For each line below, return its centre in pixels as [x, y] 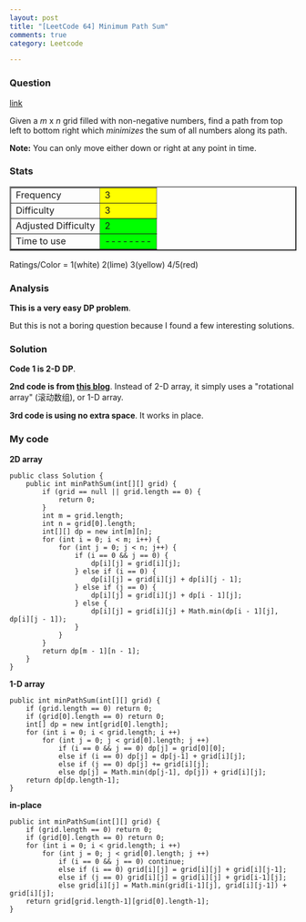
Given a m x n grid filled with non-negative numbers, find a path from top [147, 120]
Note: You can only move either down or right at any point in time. [133, 147]
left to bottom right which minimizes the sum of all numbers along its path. [148, 130]
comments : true [38, 35]
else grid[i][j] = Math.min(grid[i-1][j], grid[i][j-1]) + [172, 885]
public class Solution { [56, 476]
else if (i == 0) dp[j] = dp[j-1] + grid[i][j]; [152, 756]
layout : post [34, 18]
